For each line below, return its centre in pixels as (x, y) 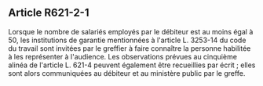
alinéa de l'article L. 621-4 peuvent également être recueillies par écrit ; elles (132, 65)
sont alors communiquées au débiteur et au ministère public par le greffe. (127, 73)
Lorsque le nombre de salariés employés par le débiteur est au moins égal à (131, 31)
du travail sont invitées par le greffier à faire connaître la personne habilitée (130, 48)
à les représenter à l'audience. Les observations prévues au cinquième (123, 56)
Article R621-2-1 (49, 13)
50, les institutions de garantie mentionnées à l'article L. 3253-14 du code (127, 40)
